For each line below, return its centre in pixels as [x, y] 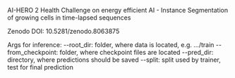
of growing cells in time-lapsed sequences [69, 18]
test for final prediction [41, 67]
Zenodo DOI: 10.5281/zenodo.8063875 [64, 31]
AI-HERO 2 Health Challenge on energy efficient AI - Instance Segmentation [117, 10]
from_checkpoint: [33, 52]
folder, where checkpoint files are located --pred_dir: [137, 52]
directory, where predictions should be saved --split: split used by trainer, [114, 60]
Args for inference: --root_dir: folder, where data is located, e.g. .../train [111, 45]
